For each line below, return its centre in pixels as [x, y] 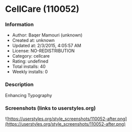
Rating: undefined [30, 61]
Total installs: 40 [29, 66]
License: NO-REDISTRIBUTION [43, 51]
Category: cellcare [31, 56]
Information [19, 25]
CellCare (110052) [42, 9]
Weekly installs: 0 [30, 72]
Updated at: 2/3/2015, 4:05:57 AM [47, 46]
